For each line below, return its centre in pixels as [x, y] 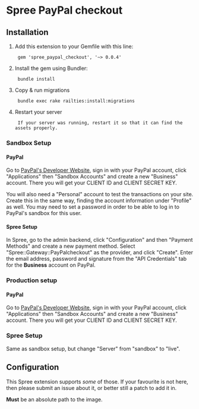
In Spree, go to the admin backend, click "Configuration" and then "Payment [99, 240]
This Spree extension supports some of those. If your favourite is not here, [97, 381]
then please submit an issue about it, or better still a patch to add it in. [91, 388]
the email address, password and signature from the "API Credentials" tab [97, 259]
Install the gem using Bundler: [51, 68]
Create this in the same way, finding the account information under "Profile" [99, 201]
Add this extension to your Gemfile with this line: [74, 46]
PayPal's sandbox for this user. [44, 213]
